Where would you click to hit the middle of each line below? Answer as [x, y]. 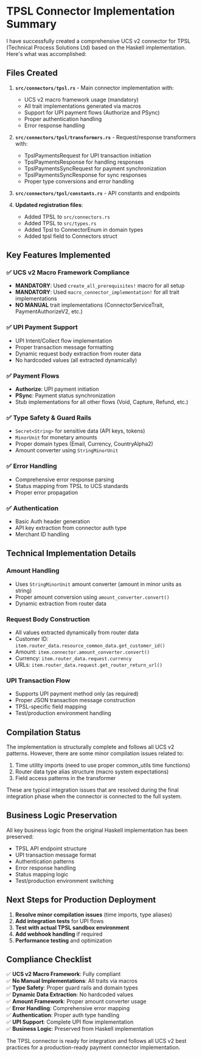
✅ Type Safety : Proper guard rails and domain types [72, 988]
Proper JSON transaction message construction [75, 700]
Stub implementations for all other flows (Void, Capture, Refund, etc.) [102, 402]
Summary [31, 24]
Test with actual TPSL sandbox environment [72, 927]
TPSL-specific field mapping [51, 706]
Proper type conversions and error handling [79, 181]
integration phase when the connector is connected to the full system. [94, 797]
